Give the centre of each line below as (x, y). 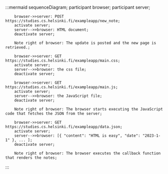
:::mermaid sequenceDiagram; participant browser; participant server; (78, 7)
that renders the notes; (31, 158)
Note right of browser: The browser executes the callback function (88, 153)
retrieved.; (18, 47)
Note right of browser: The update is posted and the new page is (85, 43)
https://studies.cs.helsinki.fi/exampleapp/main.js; (62, 87)
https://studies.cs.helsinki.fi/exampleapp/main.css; (63, 61)
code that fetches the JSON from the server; (54, 113)
